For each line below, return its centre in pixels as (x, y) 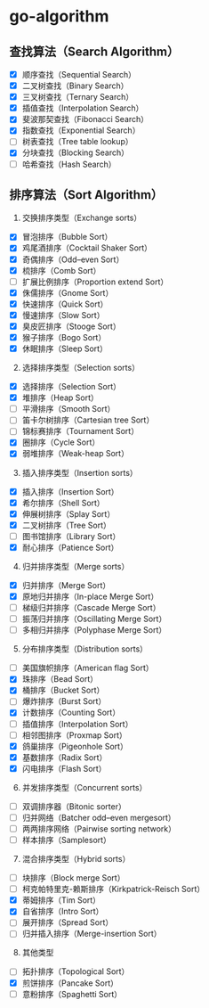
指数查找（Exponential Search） (81, 130)
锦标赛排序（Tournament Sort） (80, 431)
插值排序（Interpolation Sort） (77, 724)
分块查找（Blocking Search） (76, 152)
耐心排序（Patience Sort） (70, 547)
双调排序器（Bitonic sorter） (74, 806)
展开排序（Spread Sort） (68, 922)
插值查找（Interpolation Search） (83, 108)
